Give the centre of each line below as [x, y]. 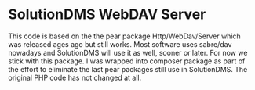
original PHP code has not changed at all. [75, 77]
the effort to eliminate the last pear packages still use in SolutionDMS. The [128, 69]
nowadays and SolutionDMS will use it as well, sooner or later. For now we [128, 52]
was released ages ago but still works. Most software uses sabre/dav [120, 44]
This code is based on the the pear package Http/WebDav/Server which [124, 36]
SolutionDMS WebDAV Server [107, 14]
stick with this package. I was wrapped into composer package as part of [127, 61]
